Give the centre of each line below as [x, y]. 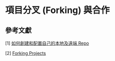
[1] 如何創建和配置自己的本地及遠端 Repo [47, 43]
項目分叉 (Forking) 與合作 [57, 10]
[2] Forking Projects [25, 53]
